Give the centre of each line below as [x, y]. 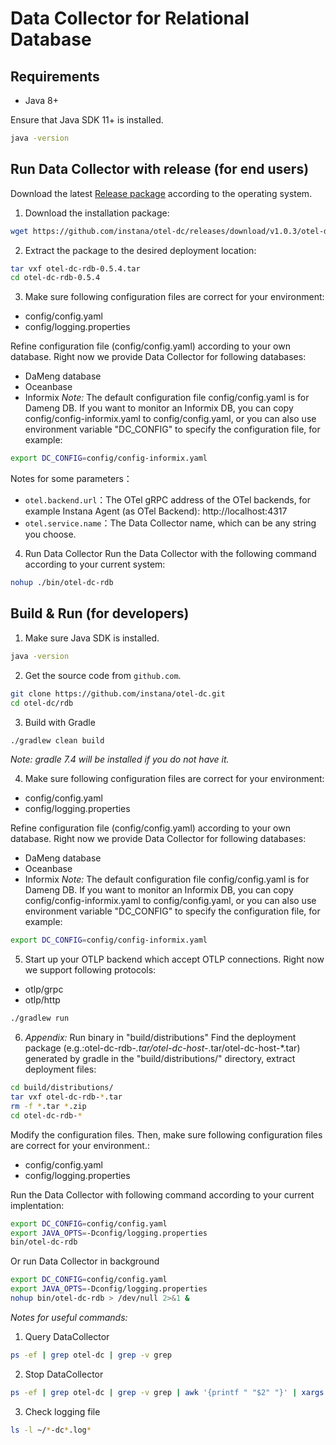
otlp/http [42, 1000]
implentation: [37, 1205]
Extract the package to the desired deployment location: [140, 250]
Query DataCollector [67, 1336]
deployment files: [60, 1069]
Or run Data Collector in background [85, 1261]
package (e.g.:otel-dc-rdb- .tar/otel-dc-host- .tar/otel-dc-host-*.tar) [162, 1048]
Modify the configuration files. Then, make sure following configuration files [166, 1134]
